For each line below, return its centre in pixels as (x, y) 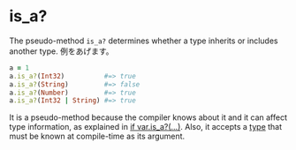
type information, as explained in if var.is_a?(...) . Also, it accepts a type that (146, 127)
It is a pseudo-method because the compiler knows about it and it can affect (148, 117)
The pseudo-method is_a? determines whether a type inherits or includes (144, 41)
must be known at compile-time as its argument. (97, 136)
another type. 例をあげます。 (61, 51)
